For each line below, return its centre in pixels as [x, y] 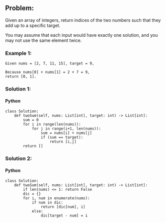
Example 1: [18, 53]
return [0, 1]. [21, 76]
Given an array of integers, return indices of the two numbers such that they [83, 20]
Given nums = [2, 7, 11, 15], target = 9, [50, 64]
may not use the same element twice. [43, 40]
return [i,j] [63, 142]
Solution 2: [19, 158]
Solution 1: [18, 89]
